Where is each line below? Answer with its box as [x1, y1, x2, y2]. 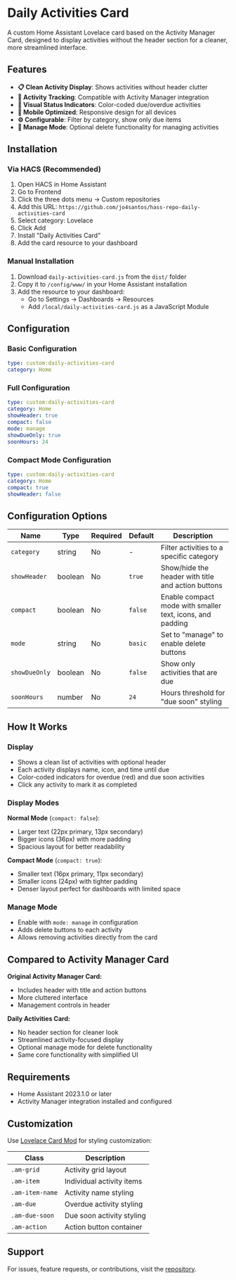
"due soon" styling [160, 697, 223, 707]
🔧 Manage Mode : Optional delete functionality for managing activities [17, 123, 219, 131]
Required [91, 531, 122, 541]
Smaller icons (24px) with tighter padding [17, 877, 138, 886]
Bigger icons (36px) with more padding [17, 835, 131, 843]
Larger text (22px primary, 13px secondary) [17, 827, 143, 836]
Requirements [7, 1071, 70, 1083]
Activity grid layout [64, 1165, 126, 1174]
